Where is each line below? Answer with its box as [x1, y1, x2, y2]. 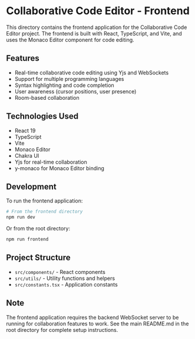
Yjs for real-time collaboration [14, 158, 87, 165]
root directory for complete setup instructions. [6, 326, 118, 333]
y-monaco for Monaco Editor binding [14, 164, 105, 172]
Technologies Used [6, 111, 78, 122]
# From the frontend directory [6, 208, 83, 215]
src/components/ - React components [14, 268, 106, 275]
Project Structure [6, 253, 71, 263]
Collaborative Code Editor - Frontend [6, 4, 190, 18]
